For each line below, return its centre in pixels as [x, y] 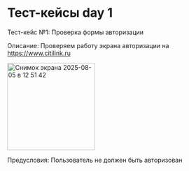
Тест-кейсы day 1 [60, 13]
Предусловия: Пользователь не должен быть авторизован [95, 160]
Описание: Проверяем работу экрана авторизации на [88, 45]
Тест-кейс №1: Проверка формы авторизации [76, 32]
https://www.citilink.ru [39, 53]
